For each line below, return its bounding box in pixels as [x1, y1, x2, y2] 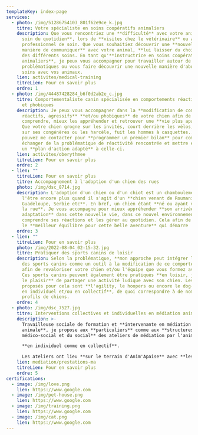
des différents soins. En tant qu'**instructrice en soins [21, 53, 170, 58]
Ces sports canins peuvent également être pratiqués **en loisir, [21, 272, 189, 278]
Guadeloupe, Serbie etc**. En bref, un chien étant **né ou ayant [21, 201, 189, 207]
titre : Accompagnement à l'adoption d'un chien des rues [16, 179, 160, 185]
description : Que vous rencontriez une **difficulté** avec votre [16, 31, 183, 37]
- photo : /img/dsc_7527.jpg [11, 305, 81, 311]
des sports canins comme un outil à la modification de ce [21, 261, 170, 267]
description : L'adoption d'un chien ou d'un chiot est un [16, 189, 162, 195]
